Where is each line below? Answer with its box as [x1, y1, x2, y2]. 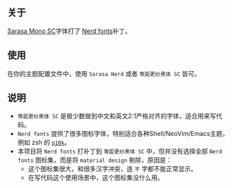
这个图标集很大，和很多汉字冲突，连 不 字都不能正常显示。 [27, 165, 198, 173]
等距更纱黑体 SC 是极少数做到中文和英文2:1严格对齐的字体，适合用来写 [17, 112, 217, 120]
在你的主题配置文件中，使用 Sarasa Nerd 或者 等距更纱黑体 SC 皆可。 [7, 69, 201, 77]
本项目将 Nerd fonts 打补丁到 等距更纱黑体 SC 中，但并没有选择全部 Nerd [17, 147, 223, 156]
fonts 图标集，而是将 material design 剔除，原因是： [17, 156, 172, 164]
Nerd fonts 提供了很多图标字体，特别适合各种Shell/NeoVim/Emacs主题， [17, 130, 229, 138]
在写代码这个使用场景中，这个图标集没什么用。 [27, 173, 164, 182]
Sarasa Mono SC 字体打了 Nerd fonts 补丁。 [7, 27, 131, 35]
